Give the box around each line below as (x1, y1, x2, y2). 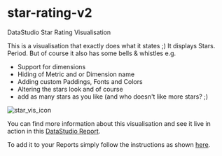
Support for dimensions (17, 62, 86, 71)
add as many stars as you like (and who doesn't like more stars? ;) (17, 92, 209, 101)
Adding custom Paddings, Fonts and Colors (17, 77, 143, 85)
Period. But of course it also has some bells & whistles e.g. (7, 49, 176, 57)
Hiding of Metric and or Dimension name (17, 70, 135, 78)
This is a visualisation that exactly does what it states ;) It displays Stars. (7, 41, 216, 50)
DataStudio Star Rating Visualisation (7, 28, 111, 36)
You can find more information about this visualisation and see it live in (7, 119, 211, 127)
